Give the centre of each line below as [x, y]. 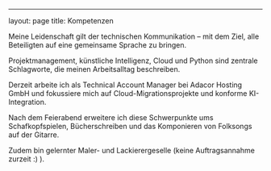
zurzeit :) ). [27, 159]
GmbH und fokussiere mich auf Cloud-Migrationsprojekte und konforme [128, 93]
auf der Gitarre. [34, 135]
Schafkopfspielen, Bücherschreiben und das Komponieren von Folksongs [130, 126]
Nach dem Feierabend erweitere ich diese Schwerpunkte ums [111, 117]
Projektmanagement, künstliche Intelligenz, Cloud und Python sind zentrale [133, 60]
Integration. [27, 102]
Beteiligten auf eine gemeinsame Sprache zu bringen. [98, 45]
